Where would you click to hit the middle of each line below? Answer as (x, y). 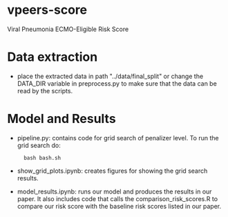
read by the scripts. (45, 91)
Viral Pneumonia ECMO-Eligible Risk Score (68, 29)
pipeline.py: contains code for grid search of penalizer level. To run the (118, 138)
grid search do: (39, 145)
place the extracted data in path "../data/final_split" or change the (110, 76)
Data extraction (53, 57)
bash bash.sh (42, 158)
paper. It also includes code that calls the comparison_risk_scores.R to (117, 198)
